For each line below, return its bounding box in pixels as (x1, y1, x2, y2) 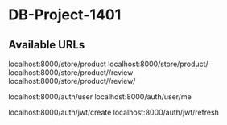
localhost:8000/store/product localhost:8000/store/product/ (8, 59, 208, 69)
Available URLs (8, 38, 85, 52)
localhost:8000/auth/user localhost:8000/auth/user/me (8, 92, 192, 102)
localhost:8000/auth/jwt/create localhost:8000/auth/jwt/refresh (8, 107, 220, 117)
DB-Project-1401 (8, 6, 122, 24)
